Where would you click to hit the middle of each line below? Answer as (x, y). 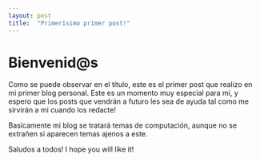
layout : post (30, 16)
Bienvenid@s (53, 63)
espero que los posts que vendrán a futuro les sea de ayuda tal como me (129, 101)
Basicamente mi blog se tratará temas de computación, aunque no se (123, 125)
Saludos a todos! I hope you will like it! (71, 149)
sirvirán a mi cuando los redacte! (62, 110)
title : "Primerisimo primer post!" (69, 23)
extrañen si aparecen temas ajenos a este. (78, 134)
